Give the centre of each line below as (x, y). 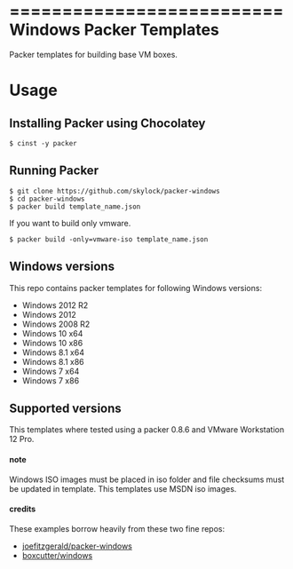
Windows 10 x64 (52, 333)
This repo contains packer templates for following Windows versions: (136, 288)
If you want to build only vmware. (70, 223)
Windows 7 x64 (51, 371)
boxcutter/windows (57, 555)
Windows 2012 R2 (55, 305)
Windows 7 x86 (51, 380)
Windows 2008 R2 (56, 324)
